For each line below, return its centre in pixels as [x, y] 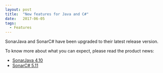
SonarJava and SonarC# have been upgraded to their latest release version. [82, 41]
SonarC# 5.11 [25, 66]
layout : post [18, 9]
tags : [11, 23]
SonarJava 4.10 [27, 60]
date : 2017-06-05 [25, 18]
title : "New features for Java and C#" [47, 14]
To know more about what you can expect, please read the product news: [80, 51]
